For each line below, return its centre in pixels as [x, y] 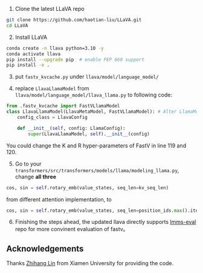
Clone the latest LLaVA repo [50, 9]
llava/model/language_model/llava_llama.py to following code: [93, 95]
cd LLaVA [17, 25]
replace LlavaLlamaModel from [52, 89]
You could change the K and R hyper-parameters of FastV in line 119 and [96, 146]
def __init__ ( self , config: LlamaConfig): [71, 128]
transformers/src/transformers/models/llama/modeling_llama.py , [97, 170]
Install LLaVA [31, 37]
